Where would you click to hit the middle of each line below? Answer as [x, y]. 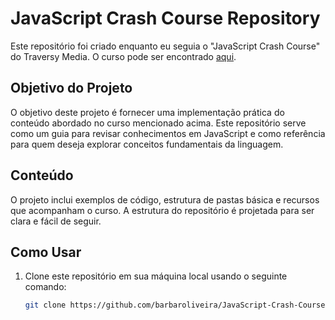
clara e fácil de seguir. [56, 221]
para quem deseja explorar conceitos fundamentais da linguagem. [147, 144]
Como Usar [46, 252]
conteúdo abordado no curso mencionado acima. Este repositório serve [158, 123]
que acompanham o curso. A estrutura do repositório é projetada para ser [162, 210]
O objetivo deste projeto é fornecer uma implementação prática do [147, 112]
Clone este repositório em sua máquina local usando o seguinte [156, 276]
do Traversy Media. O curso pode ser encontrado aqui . [123, 56]
